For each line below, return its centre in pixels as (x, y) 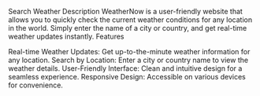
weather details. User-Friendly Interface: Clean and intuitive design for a (125, 68)
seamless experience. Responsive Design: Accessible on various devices (127, 77)
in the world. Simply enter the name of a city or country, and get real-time (128, 28)
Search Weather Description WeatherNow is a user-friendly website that (125, 11)
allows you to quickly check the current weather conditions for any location (130, 20)
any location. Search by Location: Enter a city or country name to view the (128, 60)
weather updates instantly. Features (66, 36)
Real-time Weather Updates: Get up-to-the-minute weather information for (129, 52)
